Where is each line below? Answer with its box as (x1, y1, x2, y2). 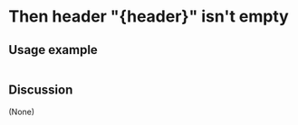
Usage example (8, 42, 99, 58)
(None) (8, 106, 35, 117)
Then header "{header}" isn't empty (8, 6, 289, 27)
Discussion (8, 83, 73, 98)
